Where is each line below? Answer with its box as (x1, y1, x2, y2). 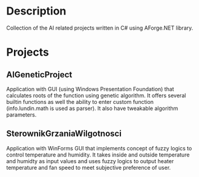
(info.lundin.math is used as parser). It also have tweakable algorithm (6, 105, 178, 112)
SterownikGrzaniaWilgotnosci (6, 129, 122, 139)
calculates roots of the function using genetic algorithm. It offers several (6, 92, 186, 99)
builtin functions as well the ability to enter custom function (6, 98, 154, 105)
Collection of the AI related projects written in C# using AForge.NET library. (6, 24, 194, 31)
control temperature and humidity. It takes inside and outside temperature (6, 151, 190, 158)
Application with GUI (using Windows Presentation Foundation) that (6, 85, 174, 92)
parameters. (6, 111, 37, 118)
